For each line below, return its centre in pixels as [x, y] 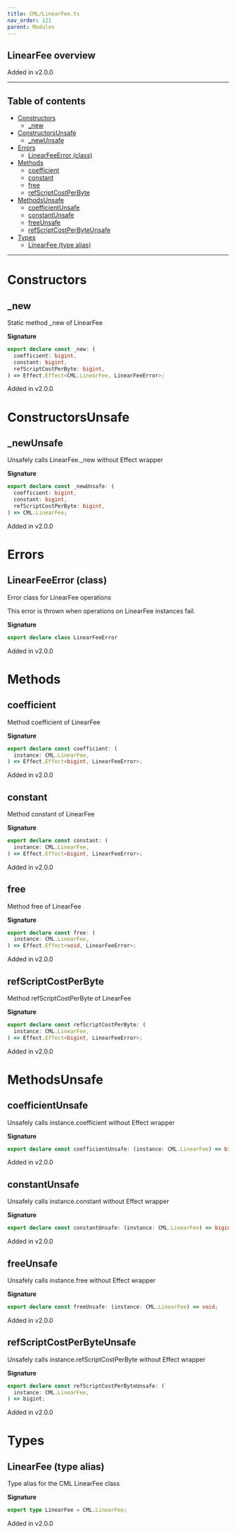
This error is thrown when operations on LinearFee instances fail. [101, 611]
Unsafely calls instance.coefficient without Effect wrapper [91, 1122]
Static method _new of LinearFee [55, 323]
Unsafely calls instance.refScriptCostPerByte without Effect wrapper [106, 1359]
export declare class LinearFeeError [63, 637]
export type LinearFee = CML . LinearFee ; [67, 1510]
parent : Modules [31, 27]
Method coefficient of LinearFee [54, 722]
